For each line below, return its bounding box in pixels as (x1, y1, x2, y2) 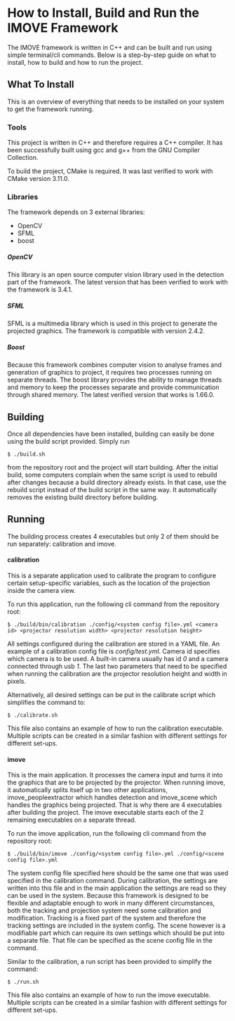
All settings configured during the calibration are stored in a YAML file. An (7, 639, 220, 649)
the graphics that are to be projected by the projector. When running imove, (7, 778, 226, 787)
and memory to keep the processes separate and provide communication (7, 383, 220, 392)
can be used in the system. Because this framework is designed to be (7, 891, 209, 900)
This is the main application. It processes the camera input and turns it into (7, 771, 223, 779)
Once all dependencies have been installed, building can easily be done (7, 430, 215, 438)
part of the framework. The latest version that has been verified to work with (7, 278, 228, 287)
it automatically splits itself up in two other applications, (7, 786, 168, 794)
